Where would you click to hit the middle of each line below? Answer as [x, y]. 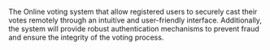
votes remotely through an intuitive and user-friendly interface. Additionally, [135, 20]
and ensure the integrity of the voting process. [86, 37]
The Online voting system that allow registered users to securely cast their [133, 12]
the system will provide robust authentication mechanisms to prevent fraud [134, 29]
